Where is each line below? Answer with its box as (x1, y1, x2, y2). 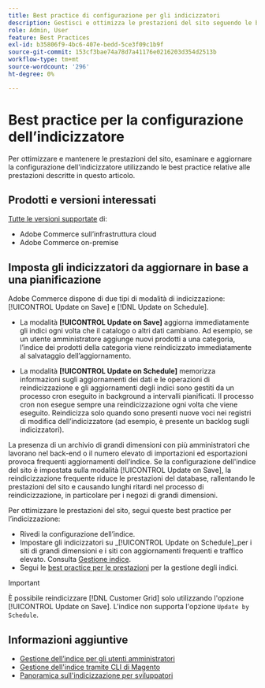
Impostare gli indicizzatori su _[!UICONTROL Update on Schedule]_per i (19, 537, 252, 548)
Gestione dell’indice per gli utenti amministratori (19, 654, 175, 663)
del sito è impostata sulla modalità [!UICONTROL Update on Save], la (8, 466, 231, 475)
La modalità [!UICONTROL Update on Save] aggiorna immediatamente (19, 318, 250, 327)
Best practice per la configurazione (8, 111, 244, 128)
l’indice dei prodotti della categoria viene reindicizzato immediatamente (19, 343, 252, 352)
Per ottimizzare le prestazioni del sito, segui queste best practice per (8, 506, 232, 515)
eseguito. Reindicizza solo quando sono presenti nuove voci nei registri (19, 408, 252, 418)
